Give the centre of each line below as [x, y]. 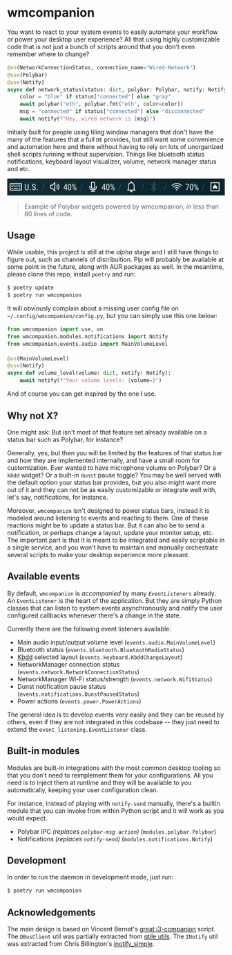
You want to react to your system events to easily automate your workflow [113, 32]
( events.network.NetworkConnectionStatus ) [78, 672]
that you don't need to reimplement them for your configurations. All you [110, 775]
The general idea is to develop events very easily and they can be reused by [116, 715]
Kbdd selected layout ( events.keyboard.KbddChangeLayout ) [100, 657]
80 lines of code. [48, 213]
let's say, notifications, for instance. [58, 497]
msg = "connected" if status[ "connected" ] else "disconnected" [113, 112]
